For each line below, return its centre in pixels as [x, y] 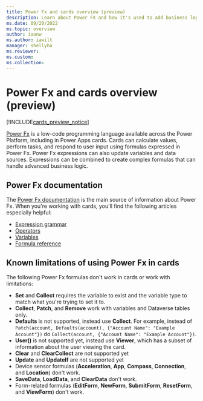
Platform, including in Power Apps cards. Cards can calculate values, [92, 141]
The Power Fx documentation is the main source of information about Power [101, 200]
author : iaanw [24, 35]
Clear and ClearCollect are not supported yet [72, 353]
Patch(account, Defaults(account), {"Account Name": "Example [95, 328]
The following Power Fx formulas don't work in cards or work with [88, 277]
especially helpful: [29, 213]
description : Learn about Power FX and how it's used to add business [97, 18]
